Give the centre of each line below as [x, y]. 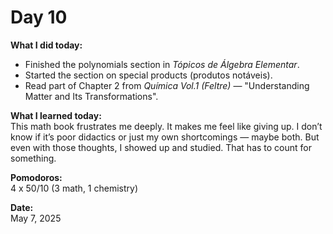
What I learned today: [56, 115]
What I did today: [46, 45]
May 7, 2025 [36, 218]
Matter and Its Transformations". [91, 96]
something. [33, 158]
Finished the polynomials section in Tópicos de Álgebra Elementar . [162, 64]
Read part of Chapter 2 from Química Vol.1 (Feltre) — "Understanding [167, 85]
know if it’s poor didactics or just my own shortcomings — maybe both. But [165, 137]
